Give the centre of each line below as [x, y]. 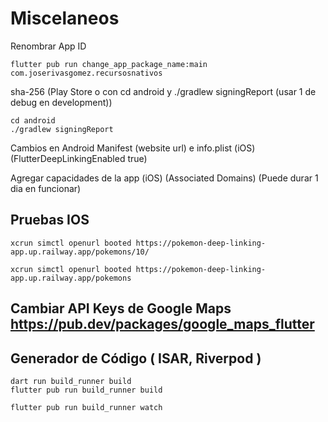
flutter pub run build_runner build [86, 390]
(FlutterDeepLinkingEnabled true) [79, 158]
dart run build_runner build [71, 381]
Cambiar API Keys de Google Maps [121, 308]
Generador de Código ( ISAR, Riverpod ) [136, 358]
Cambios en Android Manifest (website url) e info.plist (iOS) [133, 148]
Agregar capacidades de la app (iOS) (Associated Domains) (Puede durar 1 [164, 178]
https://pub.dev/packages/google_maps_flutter [162, 324]
